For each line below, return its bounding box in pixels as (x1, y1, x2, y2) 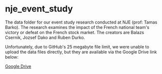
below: (5, 54, 18, 60)
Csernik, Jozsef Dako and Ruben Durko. (5, 35, 85, 40)
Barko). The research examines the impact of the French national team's (5, 24, 149, 30)
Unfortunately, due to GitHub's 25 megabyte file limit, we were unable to (5, 44, 149, 49)
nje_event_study (5, 3, 73, 14)
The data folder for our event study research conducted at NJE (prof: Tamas (5, 19, 158, 25)
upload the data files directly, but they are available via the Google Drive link (5, 49, 157, 55)
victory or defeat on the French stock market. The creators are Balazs (5, 29, 145, 35)
